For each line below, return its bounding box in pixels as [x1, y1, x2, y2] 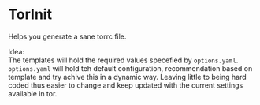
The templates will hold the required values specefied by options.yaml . [8, 55, 239, 65]
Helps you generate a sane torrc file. [8, 32, 127, 41]
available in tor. [8, 88, 58, 98]
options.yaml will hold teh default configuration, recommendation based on [8, 63, 253, 73]
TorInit [8, 6, 53, 24]
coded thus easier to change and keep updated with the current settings [8, 81, 243, 90]
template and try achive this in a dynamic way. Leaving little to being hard [8, 72, 247, 81]
